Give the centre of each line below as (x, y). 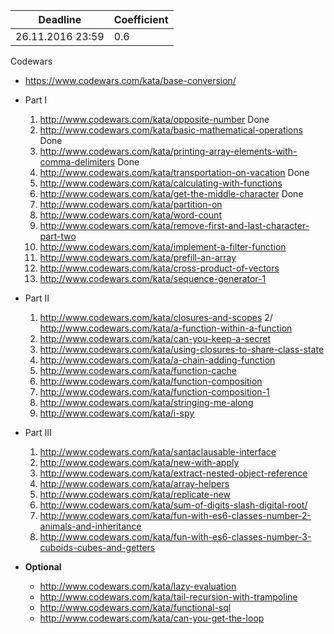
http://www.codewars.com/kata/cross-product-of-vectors (159, 268)
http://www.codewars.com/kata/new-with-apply (139, 462)
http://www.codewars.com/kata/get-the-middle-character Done (171, 193)
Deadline (60, 19)
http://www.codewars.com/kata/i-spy (117, 413)
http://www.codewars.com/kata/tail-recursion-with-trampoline (168, 597)
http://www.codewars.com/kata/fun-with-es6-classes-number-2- (175, 515)
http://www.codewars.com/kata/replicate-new (135, 494)
